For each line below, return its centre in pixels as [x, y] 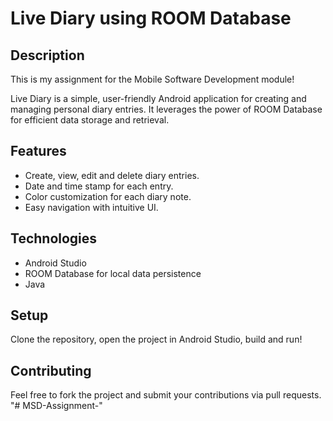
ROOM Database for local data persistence [113, 273]
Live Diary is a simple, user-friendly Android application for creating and [158, 98]
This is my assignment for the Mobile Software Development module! [152, 79]
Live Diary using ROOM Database [151, 18]
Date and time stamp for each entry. [99, 186]
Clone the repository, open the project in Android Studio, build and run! [156, 339]
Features [38, 151]
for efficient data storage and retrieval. [90, 120]
